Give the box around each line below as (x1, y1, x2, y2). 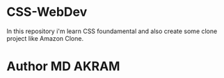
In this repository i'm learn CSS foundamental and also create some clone (6, 27, 218, 35)
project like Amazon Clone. (6, 34, 84, 42)
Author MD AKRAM (6, 59, 120, 75)
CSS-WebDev (6, 4, 88, 20)
